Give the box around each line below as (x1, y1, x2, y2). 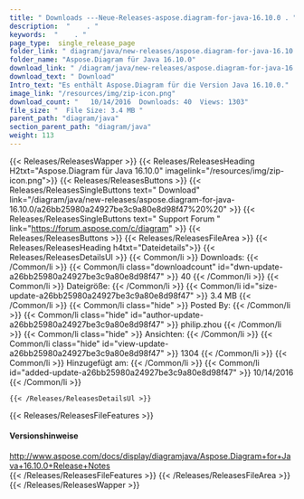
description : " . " (9, 22, 100, 31)
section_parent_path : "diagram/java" (9, 123, 152, 132)
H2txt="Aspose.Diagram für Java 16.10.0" (9, 165, 164, 176)
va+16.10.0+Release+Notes (9, 460, 110, 471)
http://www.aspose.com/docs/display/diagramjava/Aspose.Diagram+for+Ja (9, 451, 291, 462)
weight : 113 (9, 131, 54, 140)
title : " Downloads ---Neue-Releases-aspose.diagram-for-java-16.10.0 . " (9, 13, 298, 23)
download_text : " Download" (9, 72, 116, 81)
